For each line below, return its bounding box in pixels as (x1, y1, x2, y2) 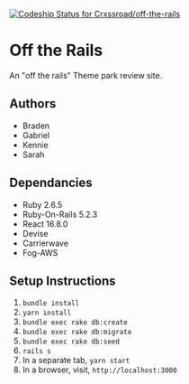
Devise (22, 228, 49, 239)
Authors (9, 96, 57, 112)
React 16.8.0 (22, 218, 68, 229)
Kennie (22, 139, 49, 150)
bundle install (22, 299, 80, 308)
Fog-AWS (22, 247, 58, 258)
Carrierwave (22, 238, 69, 248)
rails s (22, 347, 51, 356)
